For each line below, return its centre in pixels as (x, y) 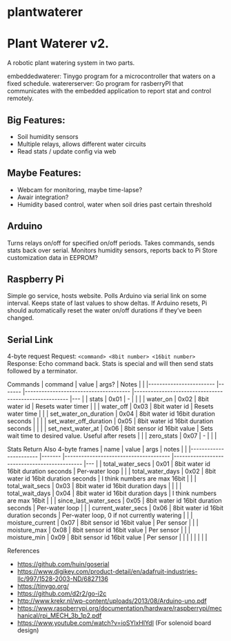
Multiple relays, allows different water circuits (81, 144)
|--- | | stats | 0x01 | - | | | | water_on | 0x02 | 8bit (139, 399)
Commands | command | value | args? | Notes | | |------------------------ (111, 384)
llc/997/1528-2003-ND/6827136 (63, 579)
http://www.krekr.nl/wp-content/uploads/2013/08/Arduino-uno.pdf (112, 601)
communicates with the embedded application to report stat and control (109, 91)
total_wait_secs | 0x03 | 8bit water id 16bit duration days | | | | (94, 486)
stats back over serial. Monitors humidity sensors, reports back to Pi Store (112, 250)
